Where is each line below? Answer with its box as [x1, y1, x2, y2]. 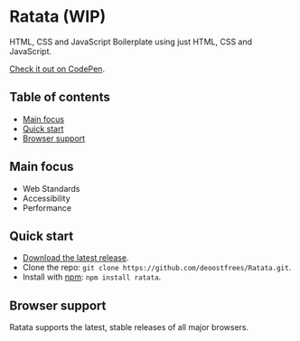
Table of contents [9, 90, 110, 105]
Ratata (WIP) [9, 6, 107, 27]
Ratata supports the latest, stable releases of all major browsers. [9, 322, 249, 333]
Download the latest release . [22, 252, 129, 263]
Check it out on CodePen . [9, 63, 106, 74]
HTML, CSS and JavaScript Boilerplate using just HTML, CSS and [9, 36, 253, 47]
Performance [22, 202, 72, 213]
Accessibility [22, 193, 70, 204]
